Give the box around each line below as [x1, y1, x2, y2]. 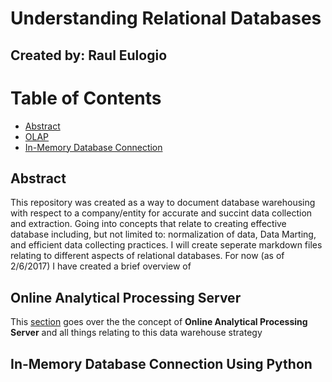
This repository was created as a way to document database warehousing [10, 197, 316, 209]
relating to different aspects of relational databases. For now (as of [10, 250, 285, 262]
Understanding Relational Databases [10, 7, 322, 30]
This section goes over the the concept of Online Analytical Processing [10, 316, 308, 328]
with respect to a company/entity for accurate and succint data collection [10, 207, 313, 219]
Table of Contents [10, 87, 162, 109]
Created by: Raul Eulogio [10, 47, 168, 64]
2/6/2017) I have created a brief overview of [10, 260, 192, 272]
